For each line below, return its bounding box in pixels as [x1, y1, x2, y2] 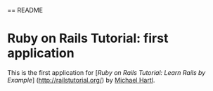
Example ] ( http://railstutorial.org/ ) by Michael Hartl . [7, 76, 155, 84]
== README [7, 6, 44, 14]
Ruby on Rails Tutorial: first [7, 31, 169, 46]
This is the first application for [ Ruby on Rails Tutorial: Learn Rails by [7, 68, 206, 76]
